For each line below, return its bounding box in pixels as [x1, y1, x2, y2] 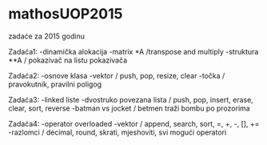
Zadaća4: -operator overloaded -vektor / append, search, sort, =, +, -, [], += [8, 119, 260, 128]
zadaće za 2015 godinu [8, 31, 86, 41]
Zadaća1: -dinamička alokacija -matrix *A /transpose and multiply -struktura [8, 46, 259, 56]
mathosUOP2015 [8, 5, 123, 23]
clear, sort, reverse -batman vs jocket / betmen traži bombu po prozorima [8, 103, 250, 113]
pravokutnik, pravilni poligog [8, 79, 102, 89]
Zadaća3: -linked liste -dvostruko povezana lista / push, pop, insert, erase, [8, 95, 253, 104]
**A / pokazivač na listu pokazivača [8, 55, 128, 65]
